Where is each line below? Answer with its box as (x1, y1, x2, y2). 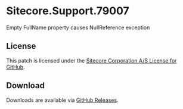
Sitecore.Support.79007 (6, 4, 129, 18)
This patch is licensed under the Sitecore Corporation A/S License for (6, 57, 177, 64)
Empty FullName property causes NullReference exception (6, 24, 150, 31)
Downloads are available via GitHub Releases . (6, 96, 119, 104)
